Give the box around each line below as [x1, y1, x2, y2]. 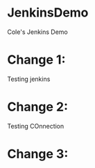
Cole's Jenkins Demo [7, 28, 68, 36]
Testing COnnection [7, 122, 64, 130]
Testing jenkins [7, 75, 51, 83]
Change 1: [7, 52, 66, 68]
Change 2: [7, 99, 68, 115]
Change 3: [7, 147, 69, 162]
